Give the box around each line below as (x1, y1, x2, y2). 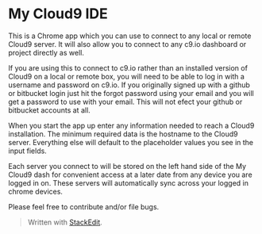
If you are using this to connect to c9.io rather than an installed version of (8, 63, 249, 72)
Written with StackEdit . (27, 217, 103, 227)
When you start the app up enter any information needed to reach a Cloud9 (8, 121, 255, 130)
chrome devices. (8, 186, 64, 196)
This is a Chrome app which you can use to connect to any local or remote (8, 31, 252, 40)
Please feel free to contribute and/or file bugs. (8, 201, 160, 211)
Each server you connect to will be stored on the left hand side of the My (8, 161, 247, 171)
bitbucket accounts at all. (8, 105, 91, 115)
